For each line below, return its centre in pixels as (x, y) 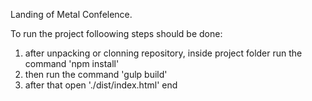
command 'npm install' (72, 63)
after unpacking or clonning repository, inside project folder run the (163, 53)
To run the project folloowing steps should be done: (116, 33)
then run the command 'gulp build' (96, 74)
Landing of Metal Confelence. (71, 14)
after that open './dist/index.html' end (101, 85)
